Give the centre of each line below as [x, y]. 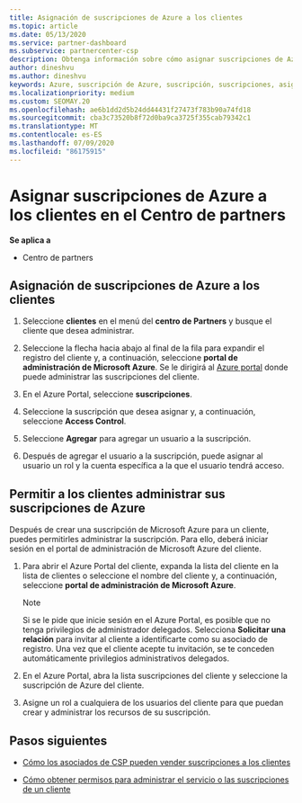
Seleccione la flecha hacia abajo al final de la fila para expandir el [143, 348]
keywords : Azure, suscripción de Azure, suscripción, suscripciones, [142, 85]
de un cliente [46, 789]
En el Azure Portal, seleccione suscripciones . [107, 394]
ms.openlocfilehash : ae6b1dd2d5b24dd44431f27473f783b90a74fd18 [130, 110]
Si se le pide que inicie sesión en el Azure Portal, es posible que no [147, 620]
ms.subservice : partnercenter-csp [74, 51]
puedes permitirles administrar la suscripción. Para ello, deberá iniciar [139, 540]
